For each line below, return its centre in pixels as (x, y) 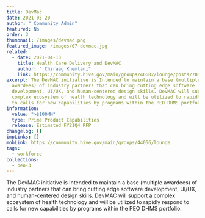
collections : (23, 159)
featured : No (23, 29)
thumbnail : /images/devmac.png (46, 40)
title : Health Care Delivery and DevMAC (69, 63)
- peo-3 (22, 165)
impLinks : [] (23, 137)
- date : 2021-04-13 (37, 57)
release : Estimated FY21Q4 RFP (52, 126)
